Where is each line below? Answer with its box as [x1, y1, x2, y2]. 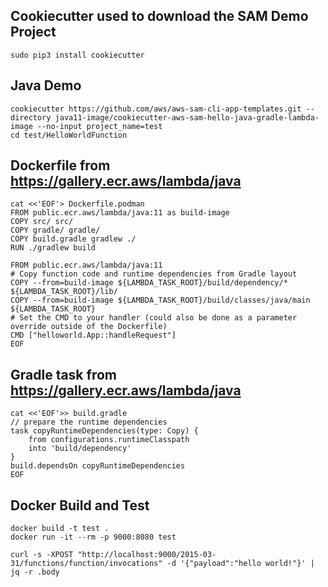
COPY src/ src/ [10, 217, 74, 227]
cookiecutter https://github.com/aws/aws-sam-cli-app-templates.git [10, 104, 302, 114]
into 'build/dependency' [28, 444, 132, 454]
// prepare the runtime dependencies [10, 417, 168, 428]
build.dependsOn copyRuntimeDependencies [10, 461, 186, 471]
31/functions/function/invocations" [10, 559, 163, 569]
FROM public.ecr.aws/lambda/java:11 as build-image [10, 208, 230, 218]
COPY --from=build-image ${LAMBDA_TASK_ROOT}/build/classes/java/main [10, 295, 311, 306]
